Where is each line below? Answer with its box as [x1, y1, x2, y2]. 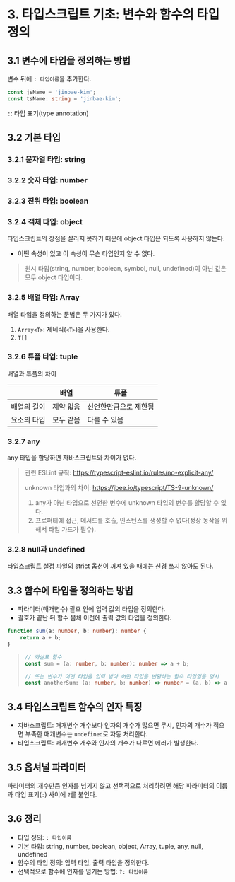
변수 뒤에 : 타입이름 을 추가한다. [7, 75, 92, 83]
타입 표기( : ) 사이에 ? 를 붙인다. [14, 790, 97, 799]
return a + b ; [20, 634, 61, 642]
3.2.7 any [7, 436, 40, 446]
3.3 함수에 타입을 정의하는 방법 [7, 584, 133, 596]
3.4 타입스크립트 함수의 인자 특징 [7, 701, 143, 713]
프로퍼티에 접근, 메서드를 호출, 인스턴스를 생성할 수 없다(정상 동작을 [35, 516, 220, 525]
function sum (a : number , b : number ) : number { [7, 627, 147, 635]
